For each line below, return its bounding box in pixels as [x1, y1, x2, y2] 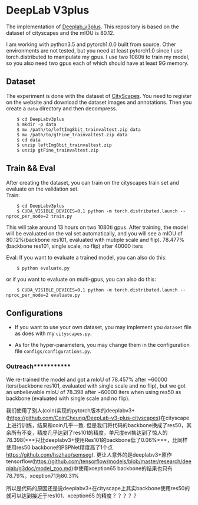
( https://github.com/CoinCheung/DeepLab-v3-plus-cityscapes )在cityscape [6, 414, 190, 421]
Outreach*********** [6, 362, 71, 370]
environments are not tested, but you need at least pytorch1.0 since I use [6, 47, 183, 54]
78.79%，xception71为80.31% [6, 472, 80, 479]
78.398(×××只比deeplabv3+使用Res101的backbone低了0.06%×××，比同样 [6, 436, 188, 443]
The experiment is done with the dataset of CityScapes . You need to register [6, 92, 192, 99]
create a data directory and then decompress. [6, 104, 118, 112]
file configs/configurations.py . [14, 347, 91, 355]
